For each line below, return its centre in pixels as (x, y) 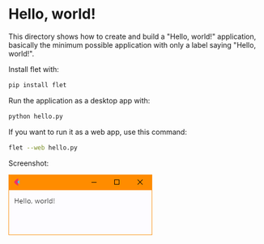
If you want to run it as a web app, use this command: (98, 132)
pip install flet (38, 85)
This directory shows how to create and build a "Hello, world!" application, (132, 36)
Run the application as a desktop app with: (79, 100)
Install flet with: (34, 69)
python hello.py (36, 116)
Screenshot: (29, 163)
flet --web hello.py (43, 147)
